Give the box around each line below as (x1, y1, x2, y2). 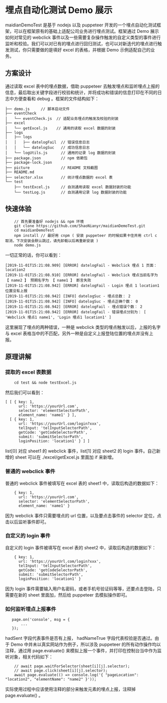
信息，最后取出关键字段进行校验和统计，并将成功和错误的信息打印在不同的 (5, 89, 158, 95)
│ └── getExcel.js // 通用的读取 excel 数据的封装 (5, 125, 116, 131)
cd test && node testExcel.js (14, 380, 77, 386)
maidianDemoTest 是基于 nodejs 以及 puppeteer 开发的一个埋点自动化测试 (5, 22, 157, 28)
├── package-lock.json (5, 160, 52, 165)
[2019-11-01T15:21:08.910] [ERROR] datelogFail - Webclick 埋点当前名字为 (5, 272, 158, 278)
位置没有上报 (5, 288, 28, 294)
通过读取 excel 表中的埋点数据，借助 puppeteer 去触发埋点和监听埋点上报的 (5, 83, 160, 89)
